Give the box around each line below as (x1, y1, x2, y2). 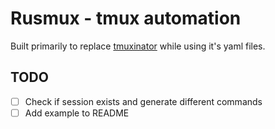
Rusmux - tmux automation (10, 7, 242, 30)
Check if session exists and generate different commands (24, 95, 263, 107)
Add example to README (24, 107, 130, 119)
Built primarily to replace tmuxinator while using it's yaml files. (10, 40, 266, 52)
